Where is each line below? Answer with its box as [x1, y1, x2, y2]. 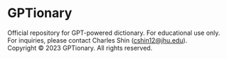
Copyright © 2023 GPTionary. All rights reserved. [7, 43, 153, 52]
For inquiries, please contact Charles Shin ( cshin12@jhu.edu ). [7, 36, 188, 44]
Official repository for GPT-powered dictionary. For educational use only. [7, 28, 221, 37]
